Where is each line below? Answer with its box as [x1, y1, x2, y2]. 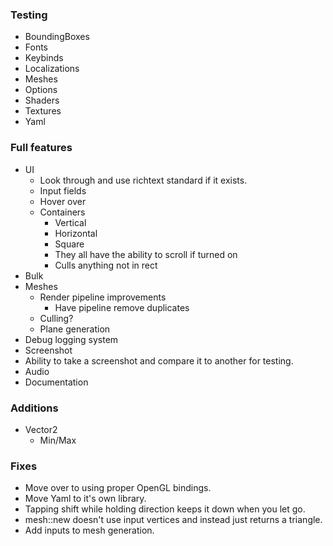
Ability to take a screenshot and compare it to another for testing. [24, 354, 294, 367]
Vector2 [24, 423, 58, 435]
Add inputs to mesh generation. [24, 524, 155, 537]
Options [24, 84, 58, 96]
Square [54, 238, 85, 250]
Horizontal [54, 227, 98, 239]
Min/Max [39, 434, 77, 446]
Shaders [24, 94, 60, 107]
